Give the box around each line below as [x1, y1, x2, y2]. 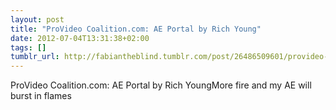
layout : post [10, 14, 65, 25]
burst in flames [10, 90, 72, 102]
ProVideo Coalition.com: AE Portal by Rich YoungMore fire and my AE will [10, 79, 312, 91]
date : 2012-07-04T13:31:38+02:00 [10, 33, 150, 43]
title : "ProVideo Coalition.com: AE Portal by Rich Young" [10, 24, 262, 34]
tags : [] [10, 42, 47, 53]
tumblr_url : [10, 52, 60, 62]
